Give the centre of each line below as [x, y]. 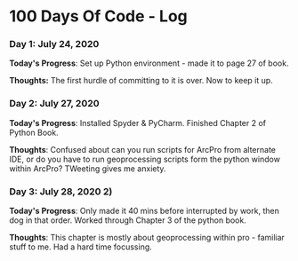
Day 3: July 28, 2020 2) [61, 191]
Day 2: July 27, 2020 [54, 104]
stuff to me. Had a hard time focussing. [81, 247]
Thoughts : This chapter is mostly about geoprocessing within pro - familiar [147, 238]
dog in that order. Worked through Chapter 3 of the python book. [128, 220]
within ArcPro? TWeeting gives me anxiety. [88, 168]
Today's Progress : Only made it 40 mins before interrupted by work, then [145, 211]
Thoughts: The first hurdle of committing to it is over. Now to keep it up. [141, 81]
